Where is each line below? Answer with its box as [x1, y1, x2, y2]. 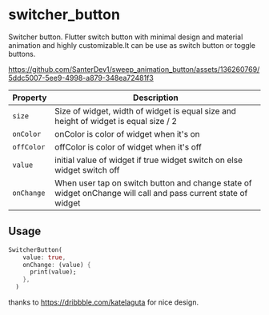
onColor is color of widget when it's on [54, 128, 200, 139]
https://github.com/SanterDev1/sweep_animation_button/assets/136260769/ [8, 64, 260, 74]
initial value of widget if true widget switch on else [54, 154, 243, 165]
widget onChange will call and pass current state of [54, 187, 248, 198]
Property [12, 92, 47, 103]
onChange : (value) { [22, 261, 91, 269]
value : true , [22, 253, 66, 261]
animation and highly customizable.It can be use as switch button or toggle [8, 40, 256, 50]
